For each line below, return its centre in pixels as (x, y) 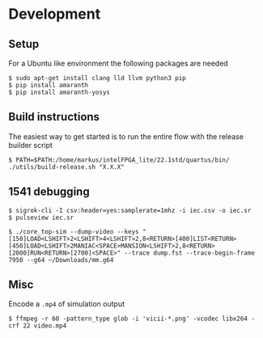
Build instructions (54, 117)
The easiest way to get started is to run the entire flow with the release (126, 136)
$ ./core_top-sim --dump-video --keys (74, 231)
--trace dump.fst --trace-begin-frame (189, 253)
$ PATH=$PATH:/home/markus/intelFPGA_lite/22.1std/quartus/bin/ (119, 160)
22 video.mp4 (45, 326)
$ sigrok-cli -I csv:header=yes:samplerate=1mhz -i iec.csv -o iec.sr (130, 210)
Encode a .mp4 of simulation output (67, 304)
